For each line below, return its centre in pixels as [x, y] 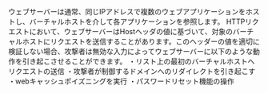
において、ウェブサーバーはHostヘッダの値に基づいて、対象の [131, 31]
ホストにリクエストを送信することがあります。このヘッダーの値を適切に [141, 41]
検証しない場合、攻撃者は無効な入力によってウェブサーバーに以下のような [131, 51]
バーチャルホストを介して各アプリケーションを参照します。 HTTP [137, 21]
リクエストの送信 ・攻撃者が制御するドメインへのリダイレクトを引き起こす [132, 71]
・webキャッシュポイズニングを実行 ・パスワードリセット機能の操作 [121, 81]
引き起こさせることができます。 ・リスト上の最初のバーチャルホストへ [138, 61]
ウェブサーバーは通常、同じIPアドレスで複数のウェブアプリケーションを [127, 12]
